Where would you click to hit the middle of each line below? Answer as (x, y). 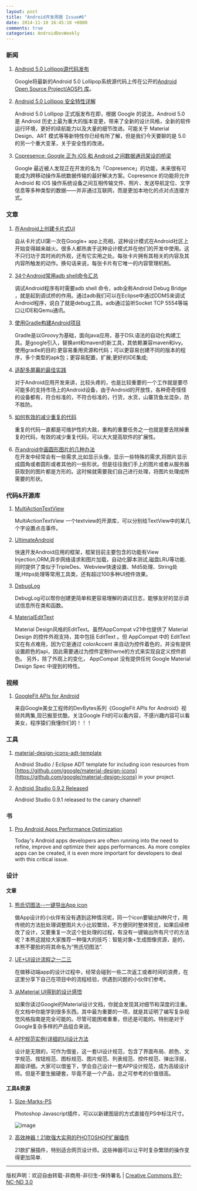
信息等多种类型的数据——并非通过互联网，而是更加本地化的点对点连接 (99, 190)
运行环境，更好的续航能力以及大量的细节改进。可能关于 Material (92, 129)
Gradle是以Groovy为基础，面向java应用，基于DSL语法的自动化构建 (95, 335)
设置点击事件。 (43, 528)
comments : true (25, 28)
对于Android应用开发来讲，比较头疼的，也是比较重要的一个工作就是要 (98, 382)
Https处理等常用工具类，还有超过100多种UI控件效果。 (86, 574)
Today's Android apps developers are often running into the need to (96, 840)
